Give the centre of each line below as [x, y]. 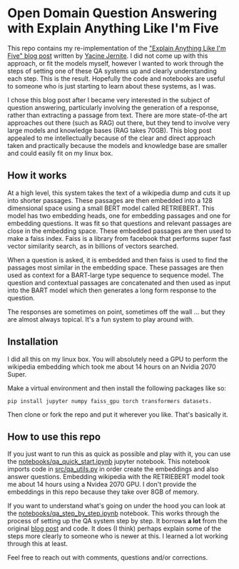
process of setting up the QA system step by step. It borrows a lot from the [118, 521]
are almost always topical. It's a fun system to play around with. [101, 319]
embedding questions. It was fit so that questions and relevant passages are [119, 223]
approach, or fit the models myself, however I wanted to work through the [116, 63]
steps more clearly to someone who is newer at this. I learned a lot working [118, 536]
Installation [33, 342]
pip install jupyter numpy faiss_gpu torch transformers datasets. [110, 401]
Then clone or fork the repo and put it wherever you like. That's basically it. [118, 414]
